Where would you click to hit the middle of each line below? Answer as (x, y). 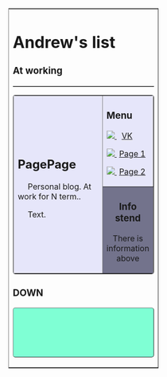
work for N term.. (49, 196)
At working (38, 71)
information (128, 248)
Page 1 (132, 153)
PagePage (47, 164)
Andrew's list (64, 42)
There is (128, 238)
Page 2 (132, 171)
